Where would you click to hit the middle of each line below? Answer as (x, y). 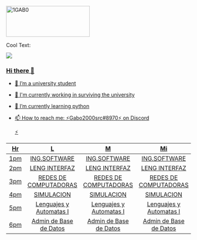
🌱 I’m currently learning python (52, 106)
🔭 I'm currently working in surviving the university (74, 95)
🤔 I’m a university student (45, 84)
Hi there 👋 (21, 71)
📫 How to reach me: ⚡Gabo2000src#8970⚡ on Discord (82, 118)
